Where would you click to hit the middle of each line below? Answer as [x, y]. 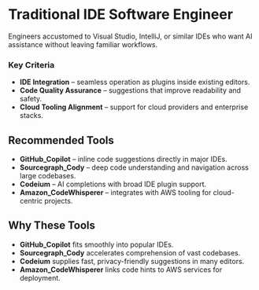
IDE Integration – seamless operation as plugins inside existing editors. [135, 82]
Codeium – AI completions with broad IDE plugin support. [113, 184]
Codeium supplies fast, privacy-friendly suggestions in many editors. [132, 261]
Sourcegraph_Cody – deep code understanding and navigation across [134, 167]
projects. [59, 201]
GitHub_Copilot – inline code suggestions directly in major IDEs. [123, 160]
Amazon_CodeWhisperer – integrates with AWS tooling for [115, 193]
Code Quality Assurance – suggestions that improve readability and [130, 90]
